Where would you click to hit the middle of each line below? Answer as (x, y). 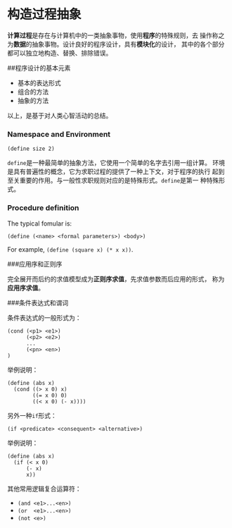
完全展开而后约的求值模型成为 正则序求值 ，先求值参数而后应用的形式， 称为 (116, 278)
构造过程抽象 (45, 14)
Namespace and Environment (59, 134)
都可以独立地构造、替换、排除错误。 (60, 53)
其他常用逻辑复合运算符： (44, 489)
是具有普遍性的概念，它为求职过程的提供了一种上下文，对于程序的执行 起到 (116, 172)
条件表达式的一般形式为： (44, 317)
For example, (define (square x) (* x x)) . (70, 249)
